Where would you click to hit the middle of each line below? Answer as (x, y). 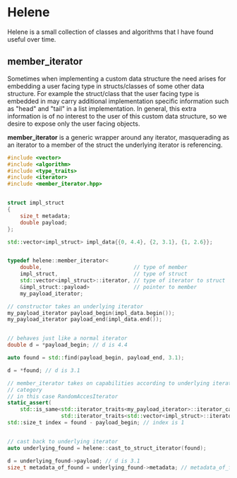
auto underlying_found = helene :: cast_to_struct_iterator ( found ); (107, 448)
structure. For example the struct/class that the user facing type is (103, 93)
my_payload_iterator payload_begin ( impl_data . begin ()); (91, 313)
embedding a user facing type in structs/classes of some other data (106, 86)
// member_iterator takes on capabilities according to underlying (109, 383)
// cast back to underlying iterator (63, 441)
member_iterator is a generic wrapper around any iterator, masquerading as (119, 137)
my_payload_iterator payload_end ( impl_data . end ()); (85, 319)
